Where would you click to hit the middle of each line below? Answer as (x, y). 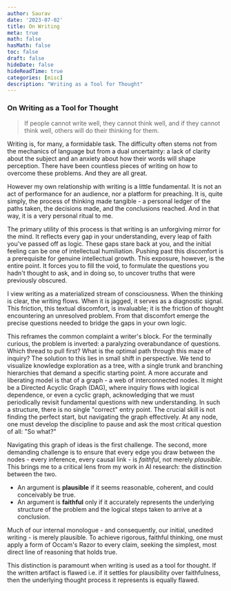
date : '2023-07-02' (35, 20)
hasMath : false (29, 45)
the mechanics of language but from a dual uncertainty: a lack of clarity (109, 151)
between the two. (32, 474)
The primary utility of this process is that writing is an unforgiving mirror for (114, 229)
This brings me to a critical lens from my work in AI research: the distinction (114, 466)
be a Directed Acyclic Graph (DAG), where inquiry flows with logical (103, 387)
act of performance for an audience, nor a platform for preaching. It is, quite (115, 194)
